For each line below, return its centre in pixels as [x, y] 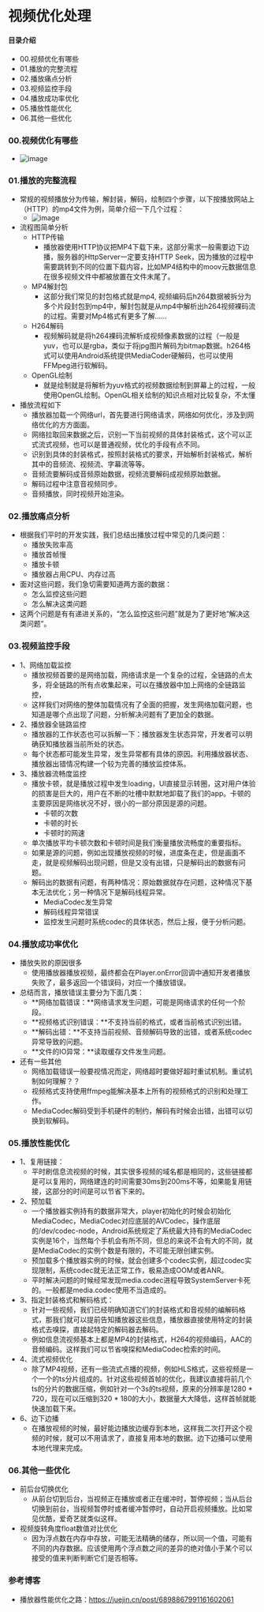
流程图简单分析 [44, 227]
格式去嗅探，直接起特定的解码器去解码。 [97, 1330]
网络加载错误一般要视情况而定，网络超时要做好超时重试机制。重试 [138, 1071]
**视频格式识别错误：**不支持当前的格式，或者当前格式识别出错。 [138, 1022]
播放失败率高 [52, 545]
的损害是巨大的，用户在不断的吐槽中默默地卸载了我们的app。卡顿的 [141, 793]
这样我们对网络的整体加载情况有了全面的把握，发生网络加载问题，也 [142, 705]
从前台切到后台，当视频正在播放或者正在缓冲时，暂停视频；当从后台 [142, 1499]
